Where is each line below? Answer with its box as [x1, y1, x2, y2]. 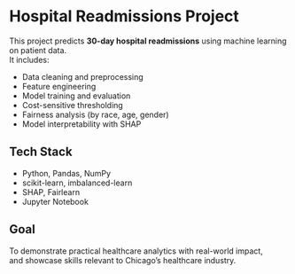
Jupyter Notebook [21, 196, 89, 207]
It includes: [9, 54, 50, 65]
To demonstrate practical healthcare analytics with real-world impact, [9, 246, 263, 256]
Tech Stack [9, 145, 73, 160]
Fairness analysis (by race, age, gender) [21, 109, 170, 120]
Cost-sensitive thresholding [21, 99, 124, 110]
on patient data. [9, 44, 67, 55]
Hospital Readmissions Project [9, 6, 239, 27]
